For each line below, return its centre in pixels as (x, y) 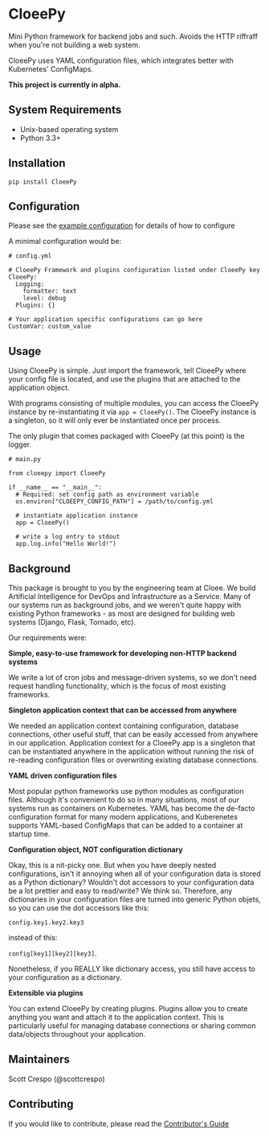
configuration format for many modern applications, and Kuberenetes (123, 817)
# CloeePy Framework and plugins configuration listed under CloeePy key (134, 271)
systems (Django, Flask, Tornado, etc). (72, 622)
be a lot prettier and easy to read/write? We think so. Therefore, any (120, 891)
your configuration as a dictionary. (65, 977)
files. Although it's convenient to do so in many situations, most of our (124, 799)
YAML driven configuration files (63, 775)
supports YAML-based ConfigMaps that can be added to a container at (126, 825)
